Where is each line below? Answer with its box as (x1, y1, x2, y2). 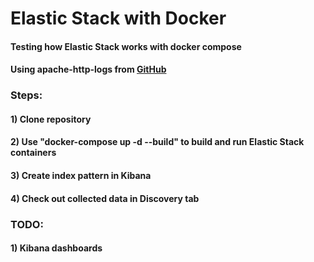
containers (10, 147, 57, 159)
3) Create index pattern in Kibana (10, 170, 152, 182)
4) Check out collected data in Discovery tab (10, 192, 200, 204)
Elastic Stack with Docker (10, 7, 227, 30)
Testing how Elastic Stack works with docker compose (10, 40, 242, 52)
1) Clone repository (10, 113, 92, 125)
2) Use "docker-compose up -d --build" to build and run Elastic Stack (10, 136, 305, 148)
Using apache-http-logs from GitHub (10, 63, 167, 76)
